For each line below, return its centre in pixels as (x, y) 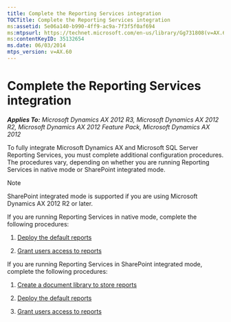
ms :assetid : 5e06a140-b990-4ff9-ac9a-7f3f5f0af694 (81, 26)
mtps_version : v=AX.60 (40, 52)
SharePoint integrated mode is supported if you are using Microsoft (102, 196)
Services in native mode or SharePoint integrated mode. (86, 169)
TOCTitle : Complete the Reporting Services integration (89, 20)
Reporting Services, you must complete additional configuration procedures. (115, 155)
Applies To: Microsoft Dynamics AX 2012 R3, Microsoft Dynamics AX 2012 (113, 119)
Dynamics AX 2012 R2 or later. (50, 203)
